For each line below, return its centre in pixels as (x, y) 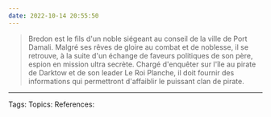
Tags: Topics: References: (52, 104)
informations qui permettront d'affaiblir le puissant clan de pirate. (136, 81)
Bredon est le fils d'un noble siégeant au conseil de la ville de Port (138, 38)
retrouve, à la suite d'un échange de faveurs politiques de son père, (140, 55)
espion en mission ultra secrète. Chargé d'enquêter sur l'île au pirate (142, 64)
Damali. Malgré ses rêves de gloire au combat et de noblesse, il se (138, 47)
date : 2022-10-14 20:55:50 (54, 16)
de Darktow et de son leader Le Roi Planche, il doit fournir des (131, 72)
